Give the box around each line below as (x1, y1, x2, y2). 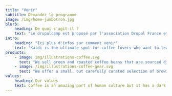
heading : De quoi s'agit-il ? (14, 26, 79, 31)
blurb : (5, 21, 19, 27)
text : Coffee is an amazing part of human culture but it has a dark (14, 83, 166, 88)
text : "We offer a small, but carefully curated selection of (18, 69, 155, 74)
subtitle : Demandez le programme (5, 12, 77, 17)
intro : (5, 36, 19, 41)
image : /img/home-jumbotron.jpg (5, 17, 74, 22)
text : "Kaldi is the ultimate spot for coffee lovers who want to (14, 45, 159, 50)
